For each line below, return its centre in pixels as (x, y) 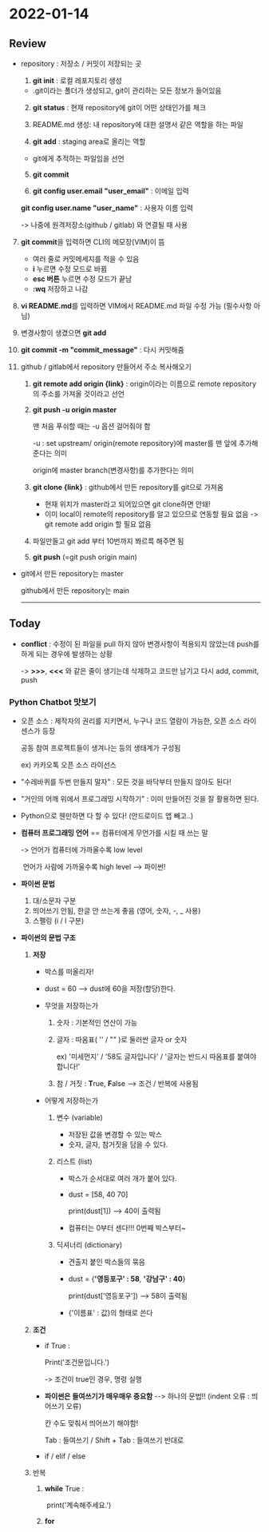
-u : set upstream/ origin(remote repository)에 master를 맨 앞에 (135, 443)
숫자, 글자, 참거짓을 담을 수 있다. (118, 1144)
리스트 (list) (74, 1162)
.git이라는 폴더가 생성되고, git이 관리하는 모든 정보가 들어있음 (127, 90)
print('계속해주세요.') (79, 1505)
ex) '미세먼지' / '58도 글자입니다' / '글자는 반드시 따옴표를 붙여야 (156, 1056)
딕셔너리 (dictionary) (89, 1245)
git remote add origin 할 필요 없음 (98, 524)
